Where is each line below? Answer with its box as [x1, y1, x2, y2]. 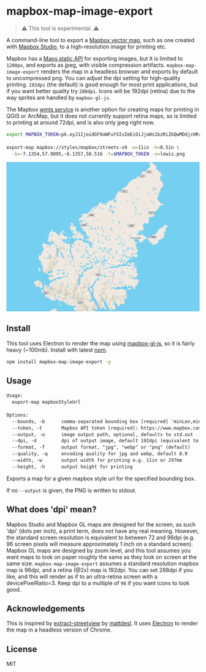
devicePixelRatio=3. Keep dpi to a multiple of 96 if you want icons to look [6, 579, 190, 586]
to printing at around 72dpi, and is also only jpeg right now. [6, 118, 155, 126]
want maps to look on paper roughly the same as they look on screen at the [6, 553, 197, 561]
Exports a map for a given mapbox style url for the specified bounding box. [6, 475, 196, 482]
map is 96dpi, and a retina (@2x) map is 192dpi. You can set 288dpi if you [6, 566, 193, 573]
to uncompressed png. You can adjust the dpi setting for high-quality [6, 74, 181, 81]
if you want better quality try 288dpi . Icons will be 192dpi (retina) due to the [6, 87, 196, 94]
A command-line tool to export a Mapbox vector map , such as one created [6, 36, 195, 43]
